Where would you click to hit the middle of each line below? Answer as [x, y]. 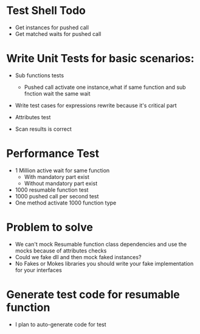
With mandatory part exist [57, 176]
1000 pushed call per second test [57, 196]
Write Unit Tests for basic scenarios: [100, 59]
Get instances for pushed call [52, 27]
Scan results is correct [43, 129]
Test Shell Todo [46, 11]
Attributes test [33, 117]
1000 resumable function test [52, 190]
